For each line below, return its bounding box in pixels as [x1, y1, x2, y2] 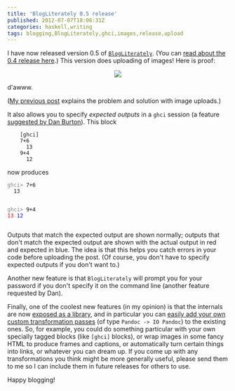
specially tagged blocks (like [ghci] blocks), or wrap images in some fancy [7, 332, 224, 341]
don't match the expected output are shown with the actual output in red [7, 238, 217, 247]
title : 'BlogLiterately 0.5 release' [7, 10, 118, 18]
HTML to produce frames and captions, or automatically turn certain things [7, 340, 224, 348]
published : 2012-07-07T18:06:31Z [7, 17, 105, 24]
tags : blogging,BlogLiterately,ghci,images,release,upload [7, 29, 184, 37]
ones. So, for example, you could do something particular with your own [7, 325, 216, 334]
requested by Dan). [7, 289, 63, 298]
